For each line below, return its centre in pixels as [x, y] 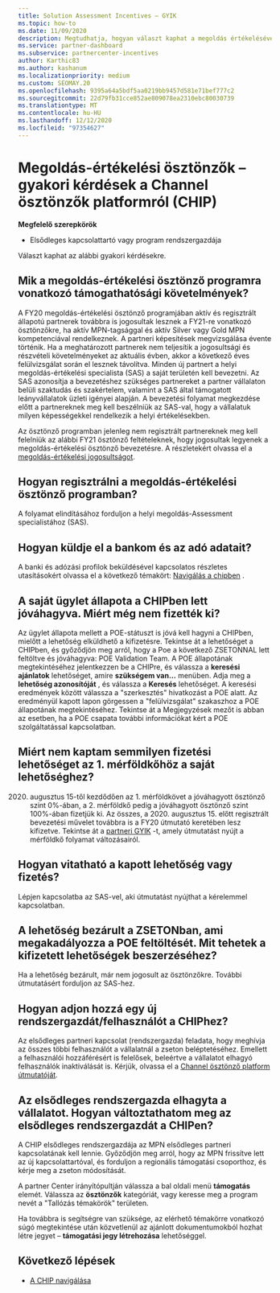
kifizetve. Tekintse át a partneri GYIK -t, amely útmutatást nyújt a [137, 830]
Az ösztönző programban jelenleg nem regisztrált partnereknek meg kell [138, 430]
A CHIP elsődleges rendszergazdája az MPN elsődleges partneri [125, 1145]
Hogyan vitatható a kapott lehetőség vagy [126, 865]
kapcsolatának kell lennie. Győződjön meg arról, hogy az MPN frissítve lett [141, 1153]
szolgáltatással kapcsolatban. [67, 727]
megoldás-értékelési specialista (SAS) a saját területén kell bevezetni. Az [139, 373]
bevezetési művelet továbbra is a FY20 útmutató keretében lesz [135, 822]
